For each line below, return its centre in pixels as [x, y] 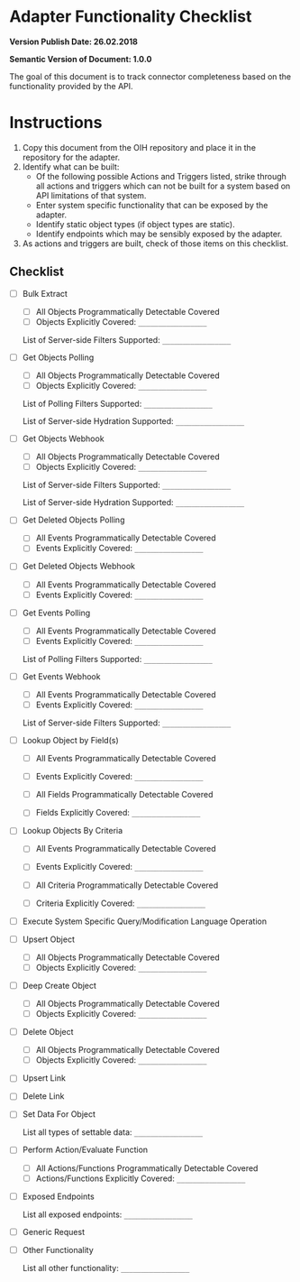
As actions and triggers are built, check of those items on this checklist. [155, 243]
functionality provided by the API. [71, 86]
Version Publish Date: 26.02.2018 [73, 42]
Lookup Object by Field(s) [70, 740]
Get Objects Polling [58, 357]
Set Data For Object [59, 1114]
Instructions [56, 123]
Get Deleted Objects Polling [73, 520]
